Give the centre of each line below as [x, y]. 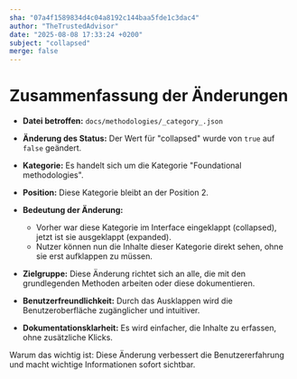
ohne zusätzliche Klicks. [67, 337]
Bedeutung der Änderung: [73, 210]
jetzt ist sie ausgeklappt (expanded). [103, 237]
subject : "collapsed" [50, 43]
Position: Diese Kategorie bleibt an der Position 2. [116, 193]
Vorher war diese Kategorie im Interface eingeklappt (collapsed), [156, 227]
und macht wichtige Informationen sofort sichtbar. [102, 365]
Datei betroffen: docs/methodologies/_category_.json [123, 121]
